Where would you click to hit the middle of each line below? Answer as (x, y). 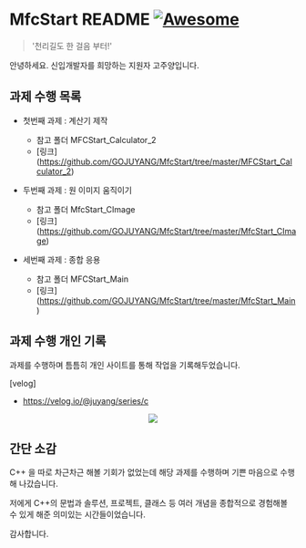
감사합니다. (29, 534)
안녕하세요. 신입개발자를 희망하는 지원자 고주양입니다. (104, 65)
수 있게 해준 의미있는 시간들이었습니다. (77, 514)
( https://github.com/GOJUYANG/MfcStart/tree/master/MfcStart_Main (166, 300)
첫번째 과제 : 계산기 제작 (65, 120)
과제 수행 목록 (46, 97)
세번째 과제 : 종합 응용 (61, 259)
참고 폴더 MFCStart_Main (82, 279)
